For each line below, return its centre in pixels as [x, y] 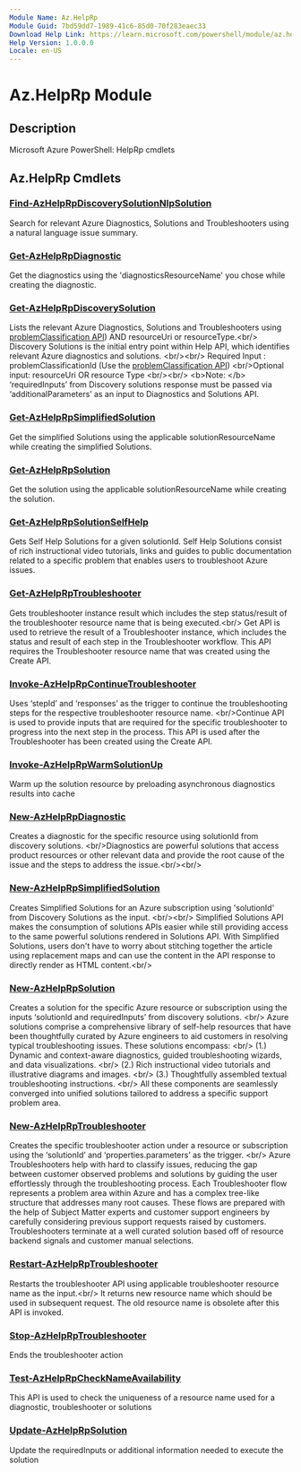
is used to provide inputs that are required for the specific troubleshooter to [149, 722]
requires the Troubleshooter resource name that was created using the [140, 651]
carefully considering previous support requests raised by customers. [138, 1222]
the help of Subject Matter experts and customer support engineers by [140, 1212]
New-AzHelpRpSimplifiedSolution [85, 888]
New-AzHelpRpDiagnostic [68, 817]
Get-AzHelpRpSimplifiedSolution [82, 418]
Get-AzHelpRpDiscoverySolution [82, 308]
